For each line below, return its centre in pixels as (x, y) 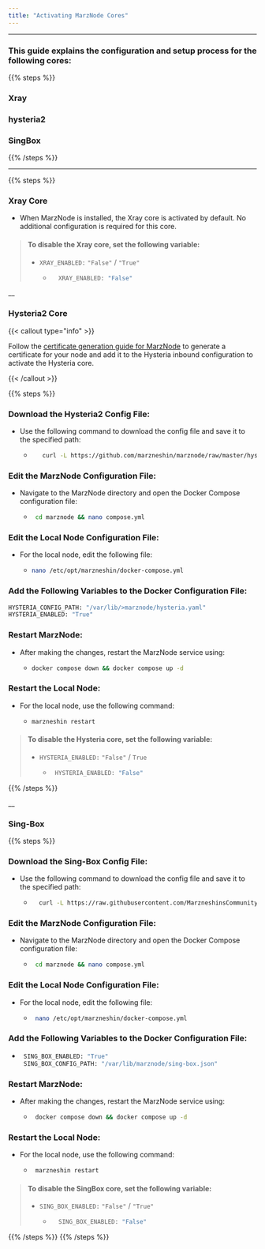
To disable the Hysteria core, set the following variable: (120, 739)
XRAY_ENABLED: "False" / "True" (90, 262)
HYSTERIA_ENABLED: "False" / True (93, 757)
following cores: (40, 60)
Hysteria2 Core (38, 314)
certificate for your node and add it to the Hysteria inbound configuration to (131, 354)
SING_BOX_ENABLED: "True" (66, 1056)
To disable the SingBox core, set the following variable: (119, 1188)
